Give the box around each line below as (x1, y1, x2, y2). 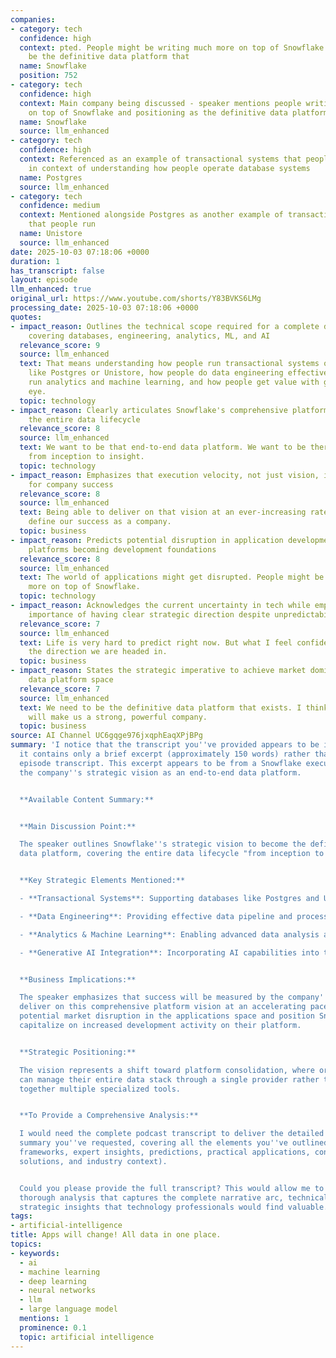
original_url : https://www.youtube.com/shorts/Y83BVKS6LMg (10, 294, 262, 304)
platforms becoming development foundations (28, 544, 217, 555)
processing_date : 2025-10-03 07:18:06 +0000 (10, 303, 199, 313)
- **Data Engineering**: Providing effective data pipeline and (19, 911, 293, 921)
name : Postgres (19, 172, 83, 183)
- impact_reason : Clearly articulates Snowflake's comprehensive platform (10, 405, 329, 415)
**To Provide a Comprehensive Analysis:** (19, 1111, 199, 1121)
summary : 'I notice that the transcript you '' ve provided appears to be (10, 740, 320, 750)
